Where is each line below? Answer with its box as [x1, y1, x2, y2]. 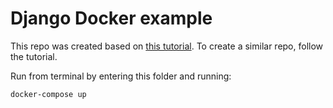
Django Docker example [10, 7, 213, 30]
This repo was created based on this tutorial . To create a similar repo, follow [10, 40, 324, 52]
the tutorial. [10, 50, 58, 62]
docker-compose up [10, 89, 87, 99]
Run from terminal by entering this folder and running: [10, 70, 232, 82]
